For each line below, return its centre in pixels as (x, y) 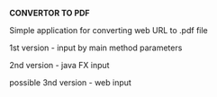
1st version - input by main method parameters (96, 48)
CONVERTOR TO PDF (50, 13)
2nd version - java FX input (59, 65)
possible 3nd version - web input (71, 83)
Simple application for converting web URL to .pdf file (109, 30)
